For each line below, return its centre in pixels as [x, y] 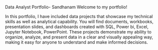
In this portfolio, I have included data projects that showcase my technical [79, 16]
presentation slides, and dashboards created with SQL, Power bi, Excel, [77, 27]
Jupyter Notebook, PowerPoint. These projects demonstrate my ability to [78, 32]
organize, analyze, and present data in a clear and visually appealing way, [79, 37]
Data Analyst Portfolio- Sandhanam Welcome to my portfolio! [66, 7]
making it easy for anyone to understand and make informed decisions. [77, 42]
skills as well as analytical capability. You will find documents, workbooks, [79, 22]
